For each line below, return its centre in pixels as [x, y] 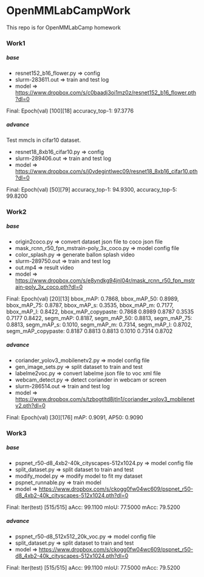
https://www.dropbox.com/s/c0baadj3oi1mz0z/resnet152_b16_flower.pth [105, 93]
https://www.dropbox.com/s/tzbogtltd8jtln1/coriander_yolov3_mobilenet [105, 399]
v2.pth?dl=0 [30, 405]
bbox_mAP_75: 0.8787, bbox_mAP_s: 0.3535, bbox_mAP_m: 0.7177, [90, 305]
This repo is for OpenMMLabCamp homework [64, 27]
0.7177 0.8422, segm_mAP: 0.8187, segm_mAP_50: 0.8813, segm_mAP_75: [99, 318]
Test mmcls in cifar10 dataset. [43, 140]
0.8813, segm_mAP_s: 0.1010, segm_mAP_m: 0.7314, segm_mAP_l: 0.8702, [99, 324]
